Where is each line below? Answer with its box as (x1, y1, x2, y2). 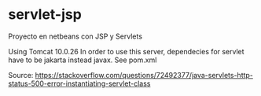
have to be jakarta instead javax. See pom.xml (8, 55, 157, 65)
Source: (8, 70, 34, 79)
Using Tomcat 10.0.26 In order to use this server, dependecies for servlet (8, 46, 245, 56)
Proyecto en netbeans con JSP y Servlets (8, 31, 143, 41)
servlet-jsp (8, 6, 83, 24)
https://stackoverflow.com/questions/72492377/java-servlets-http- (35, 70, 254, 79)
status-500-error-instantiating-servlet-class (8, 79, 151, 88)
